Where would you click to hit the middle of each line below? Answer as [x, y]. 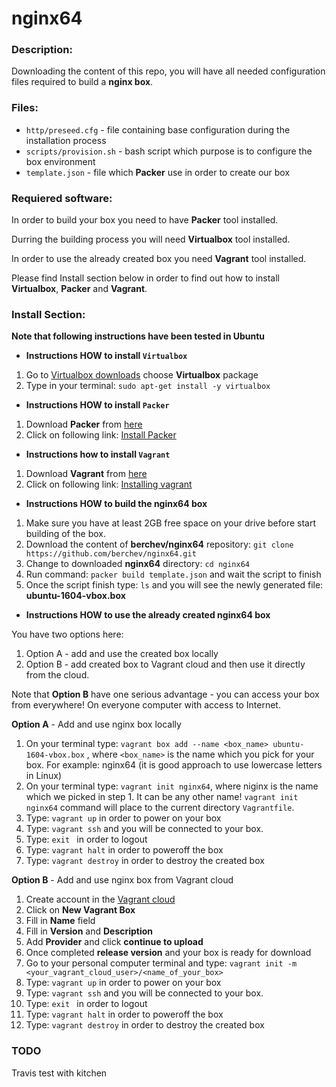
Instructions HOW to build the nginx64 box [116, 504]
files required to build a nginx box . [82, 82]
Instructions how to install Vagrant [98, 454]
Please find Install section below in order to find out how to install [145, 278]
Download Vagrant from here [86, 474]
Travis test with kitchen [59, 1073]
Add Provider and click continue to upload [114, 942]
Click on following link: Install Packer [101, 435]
